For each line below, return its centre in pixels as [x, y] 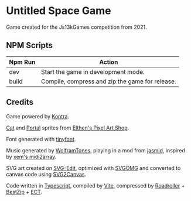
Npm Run [22, 62]
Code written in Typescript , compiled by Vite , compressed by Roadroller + [95, 185]
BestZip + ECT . [24, 192]
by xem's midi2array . [31, 156]
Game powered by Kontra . [37, 116]
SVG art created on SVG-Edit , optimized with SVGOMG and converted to [93, 168]
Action [109, 62]
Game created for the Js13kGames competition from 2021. [77, 27]
